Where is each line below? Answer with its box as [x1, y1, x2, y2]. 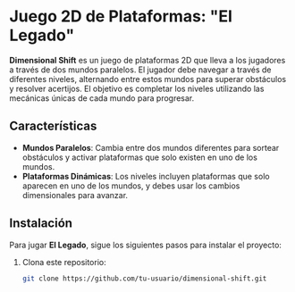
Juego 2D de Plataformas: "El [9, 6, 232, 27]
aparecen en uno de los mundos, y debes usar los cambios [21, 180, 240, 191]
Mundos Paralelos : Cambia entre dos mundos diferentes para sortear [21, 142, 280, 153]
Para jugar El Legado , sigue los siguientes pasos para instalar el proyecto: [9, 239, 282, 250]
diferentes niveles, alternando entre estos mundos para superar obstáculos [9, 73, 287, 84]
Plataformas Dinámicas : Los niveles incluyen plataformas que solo [21, 171, 270, 181]
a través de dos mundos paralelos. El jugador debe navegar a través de [9, 64, 272, 75]
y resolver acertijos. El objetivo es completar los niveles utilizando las [9, 83, 265, 94]
